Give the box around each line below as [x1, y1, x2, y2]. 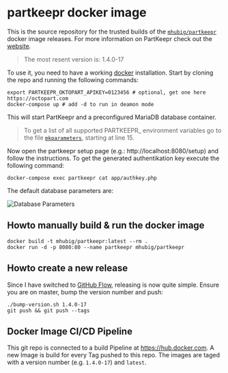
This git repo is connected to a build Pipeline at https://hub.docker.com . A [7, 344, 214, 352]
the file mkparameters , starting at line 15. [23, 133, 135, 142]
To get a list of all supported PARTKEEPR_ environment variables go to [23, 126, 222, 134]
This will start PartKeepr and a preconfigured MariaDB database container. [7, 113, 217, 121]
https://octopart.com [7, 94, 69, 102]
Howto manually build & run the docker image [7, 220, 205, 231]
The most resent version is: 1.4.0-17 [23, 55, 124, 63]
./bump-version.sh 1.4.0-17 [7, 301, 87, 308]
